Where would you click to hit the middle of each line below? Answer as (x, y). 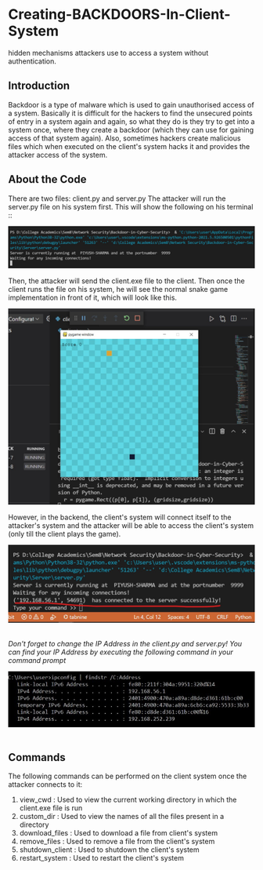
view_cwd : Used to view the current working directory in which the (128, 800)
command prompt (37, 660)
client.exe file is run (51, 808)
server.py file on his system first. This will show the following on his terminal (131, 206)
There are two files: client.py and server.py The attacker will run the (117, 198)
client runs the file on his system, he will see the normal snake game (118, 289)
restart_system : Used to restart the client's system (101, 858)
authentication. (32, 61)
